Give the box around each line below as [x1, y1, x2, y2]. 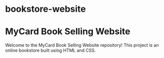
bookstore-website [5, 3, 86, 15]
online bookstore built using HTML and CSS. [5, 48, 96, 54]
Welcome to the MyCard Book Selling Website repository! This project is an [5, 42, 159, 48]
